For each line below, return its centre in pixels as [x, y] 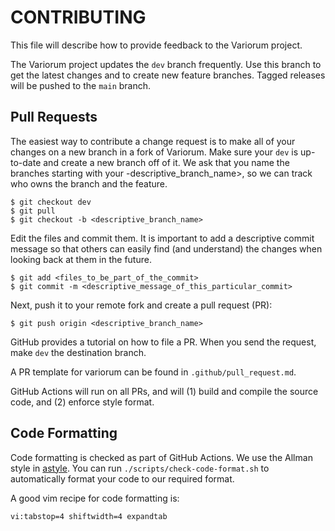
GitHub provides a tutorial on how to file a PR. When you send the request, [163, 342]
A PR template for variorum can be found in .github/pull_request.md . [153, 372]
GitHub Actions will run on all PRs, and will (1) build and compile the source [164, 391]
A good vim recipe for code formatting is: [95, 498]
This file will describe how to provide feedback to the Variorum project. [156, 45]
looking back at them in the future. [81, 259]
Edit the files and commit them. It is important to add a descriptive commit [162, 238]
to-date [26, 162]
